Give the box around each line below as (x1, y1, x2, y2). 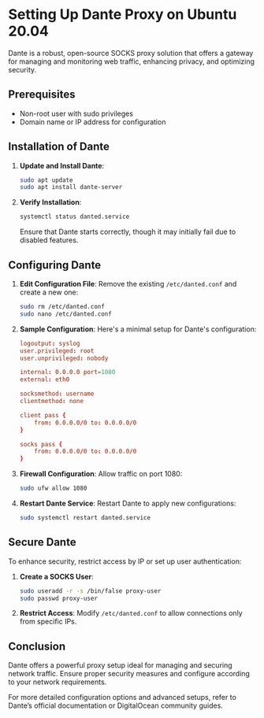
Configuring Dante (8, 258, 102, 272)
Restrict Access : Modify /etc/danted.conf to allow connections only (19, 609, 243, 618)
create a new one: (19, 287, 79, 297)
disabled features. (19, 235, 79, 245)
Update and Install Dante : (19, 161, 105, 170)
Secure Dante (8, 535, 76, 549)
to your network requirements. (8, 677, 107, 687)
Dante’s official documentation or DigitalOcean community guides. (8, 701, 223, 710)
